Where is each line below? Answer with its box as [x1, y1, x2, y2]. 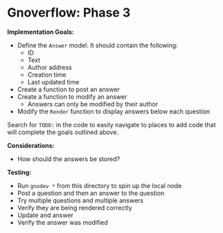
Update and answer [17, 211, 74, 219]
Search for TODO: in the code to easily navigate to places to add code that [7, 120, 216, 129]
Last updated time [27, 77, 80, 86]
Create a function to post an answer [17, 85, 120, 93]
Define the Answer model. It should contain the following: [17, 41, 178, 49]
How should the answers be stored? [17, 154, 121, 163]
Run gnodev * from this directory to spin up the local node [17, 181, 182, 189]
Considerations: [7, 141, 55, 149]
